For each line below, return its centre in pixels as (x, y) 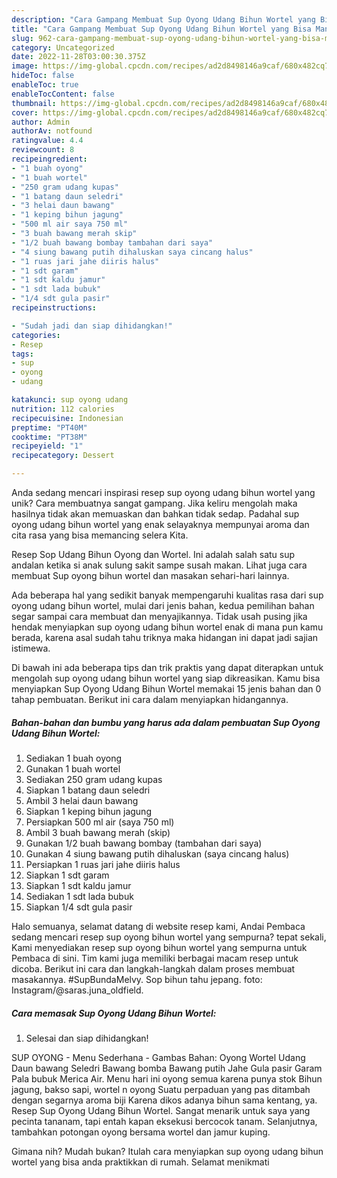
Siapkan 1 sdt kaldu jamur (78, 885)
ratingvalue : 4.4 (47, 141)
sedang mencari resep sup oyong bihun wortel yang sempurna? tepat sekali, (169, 937)
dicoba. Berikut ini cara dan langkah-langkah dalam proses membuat (153, 968)
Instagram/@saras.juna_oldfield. (77, 990)
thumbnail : (34, 103)
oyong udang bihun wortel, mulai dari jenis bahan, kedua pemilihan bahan (163, 605)
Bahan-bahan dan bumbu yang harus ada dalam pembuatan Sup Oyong (166, 722)
